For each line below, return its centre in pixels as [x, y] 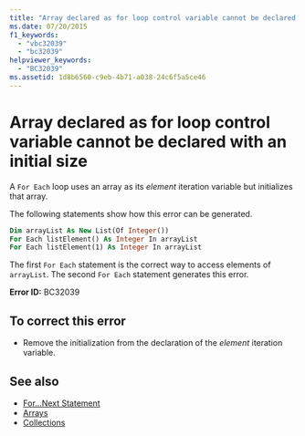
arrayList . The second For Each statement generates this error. [129, 275]
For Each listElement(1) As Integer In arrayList [106, 247]
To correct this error [68, 321]
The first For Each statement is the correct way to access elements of [140, 265]
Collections [44, 422]
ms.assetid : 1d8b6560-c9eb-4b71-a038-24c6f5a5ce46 [108, 78]
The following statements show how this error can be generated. [131, 213]
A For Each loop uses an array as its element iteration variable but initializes [152, 186]
